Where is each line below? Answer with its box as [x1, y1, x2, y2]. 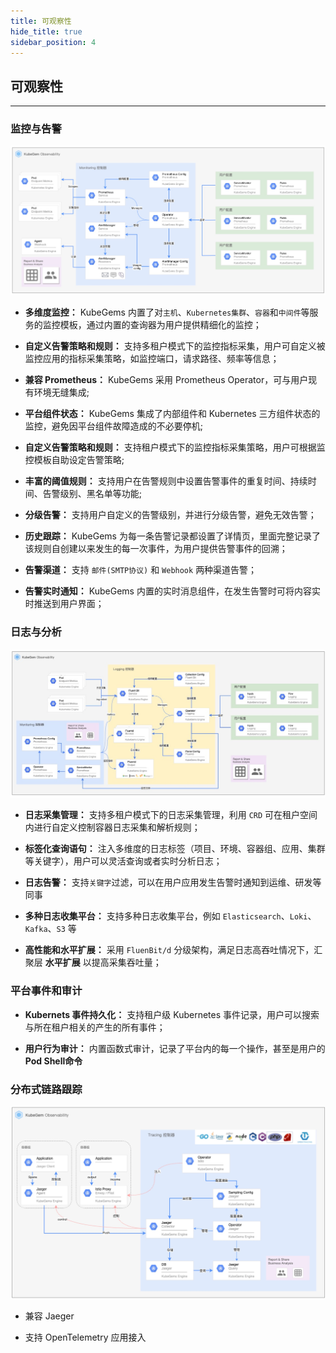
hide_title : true [10, 26, 83, 37]
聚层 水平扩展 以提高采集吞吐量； [24, 956, 162, 969]
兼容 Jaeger [24, 1310, 75, 1322]
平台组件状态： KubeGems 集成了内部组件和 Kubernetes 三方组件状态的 [24, 408, 321, 420]
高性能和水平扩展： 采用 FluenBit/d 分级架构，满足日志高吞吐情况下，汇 [24, 944, 323, 956]
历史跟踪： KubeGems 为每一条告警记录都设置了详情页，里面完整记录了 [24, 530, 321, 542]
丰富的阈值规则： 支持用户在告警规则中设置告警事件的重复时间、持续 [24, 475, 308, 487]
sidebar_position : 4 [10, 37, 97, 47]
